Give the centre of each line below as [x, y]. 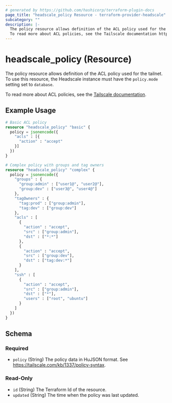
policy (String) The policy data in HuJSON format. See [70, 359]
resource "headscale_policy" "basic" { [48, 127]
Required [17, 348]
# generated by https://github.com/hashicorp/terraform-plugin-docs [80, 10]
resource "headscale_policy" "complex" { [50, 170]
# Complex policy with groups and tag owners [55, 165]
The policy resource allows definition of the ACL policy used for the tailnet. [84, 73]
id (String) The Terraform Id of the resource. [59, 389]
